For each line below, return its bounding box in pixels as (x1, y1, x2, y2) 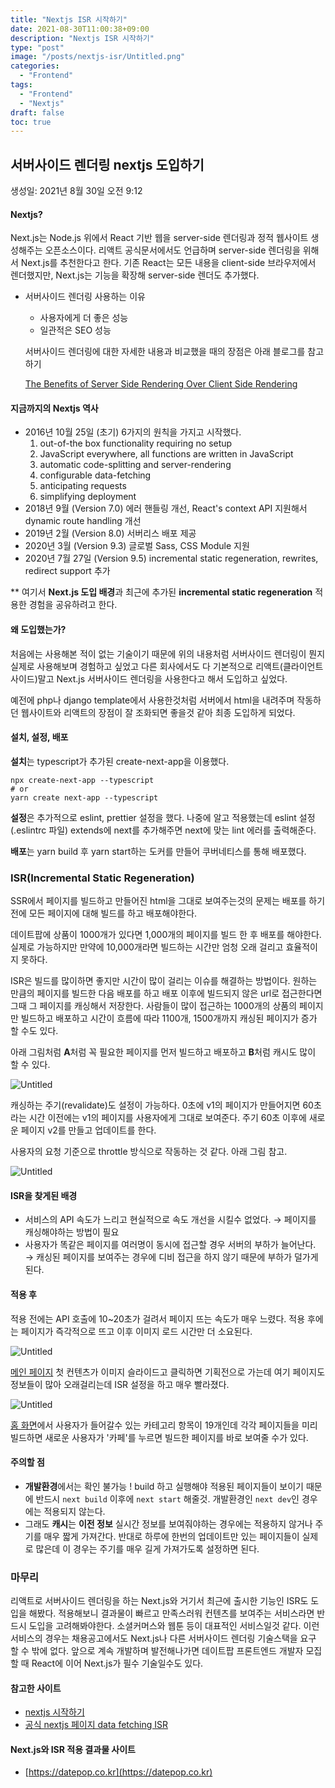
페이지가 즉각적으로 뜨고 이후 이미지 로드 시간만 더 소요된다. (20, 1325, 253, 1337)
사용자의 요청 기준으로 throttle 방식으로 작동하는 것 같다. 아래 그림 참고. (10, 1146, 288, 1158)
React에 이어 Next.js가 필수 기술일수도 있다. (31, 1657, 204, 1670)
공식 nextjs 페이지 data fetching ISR (24, 1719, 169, 1731)
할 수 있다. (10, 1059, 51, 1071)
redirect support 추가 (24, 565, 111, 577)
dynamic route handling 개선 (24, 515, 142, 527)
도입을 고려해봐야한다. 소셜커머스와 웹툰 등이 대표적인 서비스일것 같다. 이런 (28, 1620, 320, 1632)
